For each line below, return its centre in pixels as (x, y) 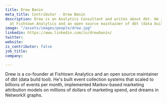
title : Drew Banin (24, 10)
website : (14, 42)
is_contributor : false (29, 47)
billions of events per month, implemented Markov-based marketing (75, 85)
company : (14, 56)
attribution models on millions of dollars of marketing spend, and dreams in (82, 90)
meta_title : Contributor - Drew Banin (45, 14)
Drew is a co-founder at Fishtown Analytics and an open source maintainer (82, 74)
